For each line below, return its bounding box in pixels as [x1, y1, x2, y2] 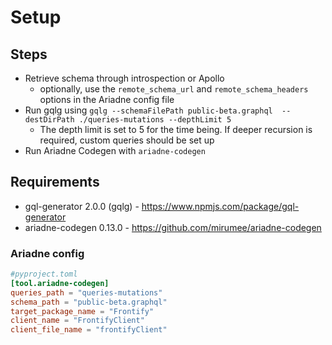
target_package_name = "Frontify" [10, 306, 155, 316]
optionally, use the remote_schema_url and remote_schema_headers [39, 83, 309, 95]
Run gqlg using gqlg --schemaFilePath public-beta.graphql [24, 104, 273, 116]
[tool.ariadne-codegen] [10, 278, 110, 288]
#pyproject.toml [10, 269, 78, 280]
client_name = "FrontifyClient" [10, 316, 145, 326]
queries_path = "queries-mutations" [10, 287, 163, 298]
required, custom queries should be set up [39, 134, 215, 146]
